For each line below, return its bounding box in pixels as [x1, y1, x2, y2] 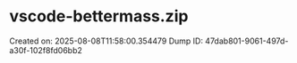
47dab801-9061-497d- [205, 35, 289, 46]
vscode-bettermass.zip [9, 6, 189, 27]
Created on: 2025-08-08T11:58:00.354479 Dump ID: [9, 35, 204, 46]
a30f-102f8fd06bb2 [9, 44, 83, 55]
